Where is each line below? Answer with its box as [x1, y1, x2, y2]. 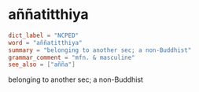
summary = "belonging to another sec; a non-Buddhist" [8, 46, 192, 54]
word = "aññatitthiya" [8, 39, 83, 46]
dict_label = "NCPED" [8, 31, 79, 39]
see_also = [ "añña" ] [8, 61, 76, 68]
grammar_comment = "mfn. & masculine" [8, 53, 135, 61]
